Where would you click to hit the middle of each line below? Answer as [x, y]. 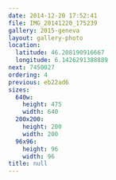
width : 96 [39, 156]
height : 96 [41, 149]
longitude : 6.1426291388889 [62, 61]
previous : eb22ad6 [39, 82]
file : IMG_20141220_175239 [53, 23]
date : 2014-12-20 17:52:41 [53, 16]
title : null [28, 164]
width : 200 [41, 134]
